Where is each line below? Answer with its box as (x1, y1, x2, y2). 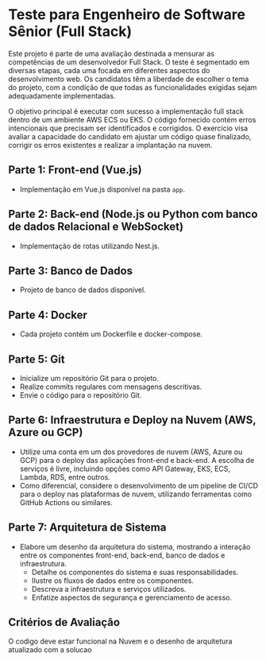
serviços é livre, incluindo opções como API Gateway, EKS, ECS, (19, 464, 231, 473)
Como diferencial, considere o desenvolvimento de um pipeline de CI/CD (19, 480, 259, 490)
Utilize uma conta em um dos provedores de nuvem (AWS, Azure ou (19, 447, 243, 457)
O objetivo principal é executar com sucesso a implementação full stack (8, 106, 244, 116)
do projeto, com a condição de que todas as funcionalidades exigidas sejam (8, 82, 257, 92)
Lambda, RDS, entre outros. (19, 472, 111, 482)
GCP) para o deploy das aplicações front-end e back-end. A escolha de (19, 455, 255, 465)
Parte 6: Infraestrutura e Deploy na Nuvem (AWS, (8, 414, 256, 427)
